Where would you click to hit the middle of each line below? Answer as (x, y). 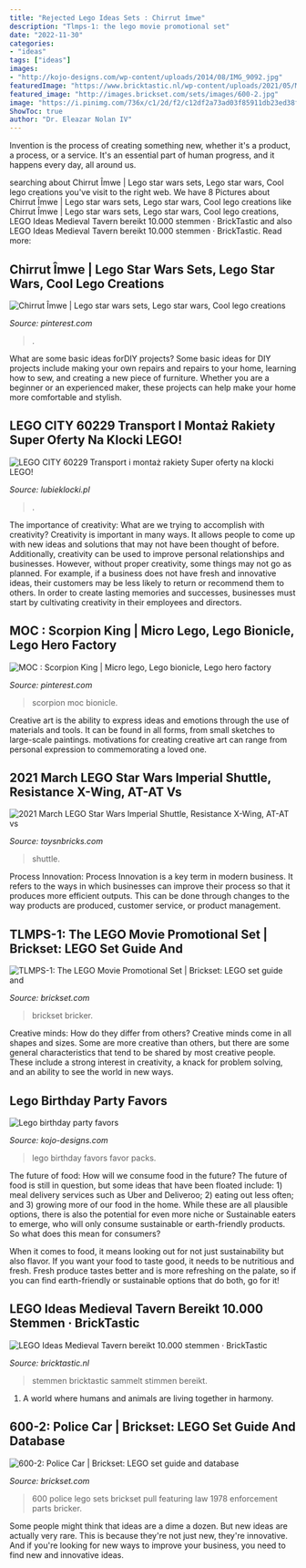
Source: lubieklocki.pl (50, 490)
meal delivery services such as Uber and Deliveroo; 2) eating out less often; (152, 1195)
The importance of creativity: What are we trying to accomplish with (137, 524)
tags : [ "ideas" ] (40, 60)
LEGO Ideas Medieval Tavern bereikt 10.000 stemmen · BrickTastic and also (151, 222)
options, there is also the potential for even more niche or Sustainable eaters (153, 1214)
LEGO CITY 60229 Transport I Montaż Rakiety (143, 426)
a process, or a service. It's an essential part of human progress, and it (142, 155)
